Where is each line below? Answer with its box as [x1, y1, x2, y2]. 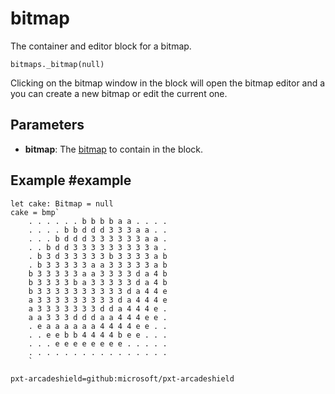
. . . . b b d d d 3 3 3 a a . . [28, 225, 168, 235]
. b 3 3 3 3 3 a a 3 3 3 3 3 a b [28, 260, 168, 270]
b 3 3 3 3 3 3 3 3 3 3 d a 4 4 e [28, 286, 168, 296]
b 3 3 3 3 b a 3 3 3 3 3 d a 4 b [28, 277, 168, 287]
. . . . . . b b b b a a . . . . [28, 216, 168, 226]
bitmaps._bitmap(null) [10, 59, 105, 69]
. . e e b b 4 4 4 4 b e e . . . [28, 330, 168, 340]
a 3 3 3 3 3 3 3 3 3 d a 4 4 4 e [28, 295, 168, 305]
